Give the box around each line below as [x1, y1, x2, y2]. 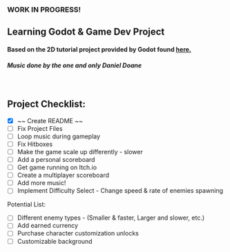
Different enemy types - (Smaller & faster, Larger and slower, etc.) [17, 213, 205, 222]
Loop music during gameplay [17, 132, 101, 140]
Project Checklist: [7, 98, 86, 110]
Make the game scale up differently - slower [17, 147, 143, 156]
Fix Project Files [17, 124, 64, 132]
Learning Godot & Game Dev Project [7, 26, 165, 38]
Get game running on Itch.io [17, 163, 97, 171]
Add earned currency [17, 222, 78, 230]
